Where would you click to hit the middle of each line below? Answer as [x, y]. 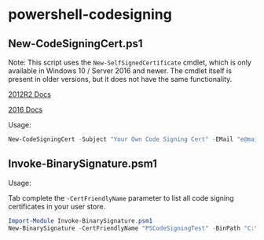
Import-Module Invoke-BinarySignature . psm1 [81, 221]
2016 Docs [26, 109]
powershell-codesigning [90, 15]
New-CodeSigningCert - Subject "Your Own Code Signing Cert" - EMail [121, 139]
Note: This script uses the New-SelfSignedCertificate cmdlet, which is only [130, 62]
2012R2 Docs [29, 94]
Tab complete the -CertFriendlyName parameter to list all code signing [121, 198]
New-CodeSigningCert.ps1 [75, 44]
